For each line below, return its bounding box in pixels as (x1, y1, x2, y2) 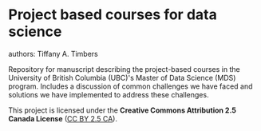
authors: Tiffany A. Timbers (8, 49, 98, 58)
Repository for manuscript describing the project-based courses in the (8, 64, 241, 73)
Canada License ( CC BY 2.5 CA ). (8, 113, 118, 123)
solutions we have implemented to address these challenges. (8, 89, 209, 99)
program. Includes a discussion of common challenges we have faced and (8, 81, 253, 91)
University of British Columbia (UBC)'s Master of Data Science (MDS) (8, 73, 236, 82)
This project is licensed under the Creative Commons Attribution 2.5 (8, 105, 237, 115)
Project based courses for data (8, 6, 217, 24)
